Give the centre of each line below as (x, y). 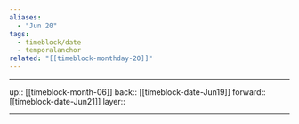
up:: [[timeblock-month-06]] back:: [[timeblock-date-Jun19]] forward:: (137, 92)
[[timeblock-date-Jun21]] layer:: (68, 101)
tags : (19, 34)
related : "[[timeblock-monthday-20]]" (81, 58)
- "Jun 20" (37, 26)
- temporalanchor (49, 50)
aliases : (25, 17)
